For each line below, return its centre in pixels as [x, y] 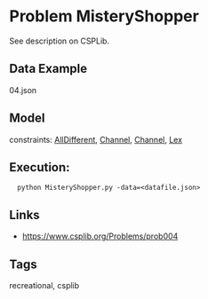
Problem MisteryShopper [104, 16]
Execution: [40, 167]
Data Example [48, 69]
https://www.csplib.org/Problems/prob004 [100, 236]
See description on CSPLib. [59, 41]
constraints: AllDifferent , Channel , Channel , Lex [96, 139]
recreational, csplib [44, 285]
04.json [23, 90]
